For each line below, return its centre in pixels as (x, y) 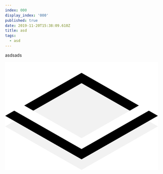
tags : (10, 36)
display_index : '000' (27, 15)
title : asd (16, 31)
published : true (21, 20)
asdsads (14, 55)
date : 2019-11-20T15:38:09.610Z (38, 26)
